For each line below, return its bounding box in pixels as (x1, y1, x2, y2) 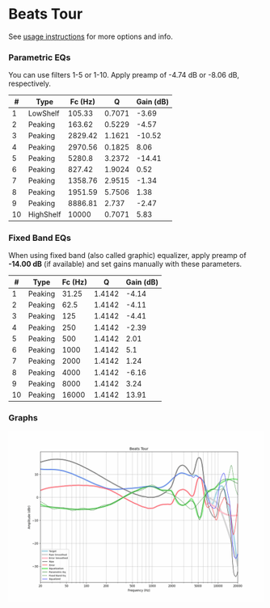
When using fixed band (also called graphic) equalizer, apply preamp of (8, 251, 247, 260)
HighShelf (27, 209, 61, 219)
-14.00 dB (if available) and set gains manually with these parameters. (8, 260, 243, 269)
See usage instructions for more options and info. (8, 32, 174, 41)
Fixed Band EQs (8, 232, 71, 243)
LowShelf (27, 108, 60, 118)
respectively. (8, 78, 51, 89)
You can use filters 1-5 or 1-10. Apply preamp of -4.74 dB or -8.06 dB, (8, 70, 240, 80)
